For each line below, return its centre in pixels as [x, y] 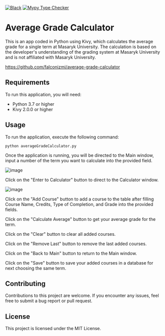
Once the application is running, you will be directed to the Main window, [80, 155]
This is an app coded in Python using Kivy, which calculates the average [79, 41]
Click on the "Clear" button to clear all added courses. [60, 234]
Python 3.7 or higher [33, 104]
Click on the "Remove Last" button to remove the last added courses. [76, 244]
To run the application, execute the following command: [62, 137]
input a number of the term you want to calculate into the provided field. [79, 160]
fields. [12, 209]
